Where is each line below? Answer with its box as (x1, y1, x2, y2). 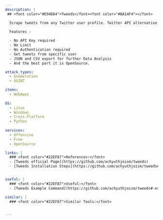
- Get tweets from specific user (9, 51, 77, 56)
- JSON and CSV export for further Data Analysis (9, 56, 112, 61)
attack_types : (5, 69, 34, 74)
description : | (5, 7, 36, 12)
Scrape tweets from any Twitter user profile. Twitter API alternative (9, 20, 158, 25)
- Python (9, 119, 27, 124)
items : (5, 87, 18, 92)
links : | (5, 150, 23, 155)
